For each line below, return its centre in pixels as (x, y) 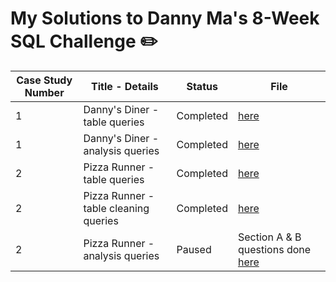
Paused (194, 249)
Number (44, 92)
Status (202, 86)
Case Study (44, 80)
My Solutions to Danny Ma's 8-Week (165, 18)
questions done (274, 249)
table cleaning (116, 208)
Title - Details (125, 86)
